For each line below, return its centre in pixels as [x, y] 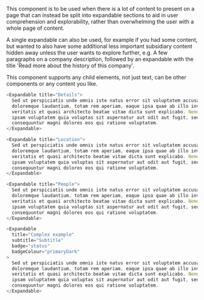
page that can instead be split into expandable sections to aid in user [92, 15]
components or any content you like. [52, 84]
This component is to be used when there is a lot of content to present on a [100, 9]
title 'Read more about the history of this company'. [70, 65]
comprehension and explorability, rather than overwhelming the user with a [100, 22]
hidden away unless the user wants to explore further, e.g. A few [87, 53]
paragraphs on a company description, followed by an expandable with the [100, 59]
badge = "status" [31, 246]
